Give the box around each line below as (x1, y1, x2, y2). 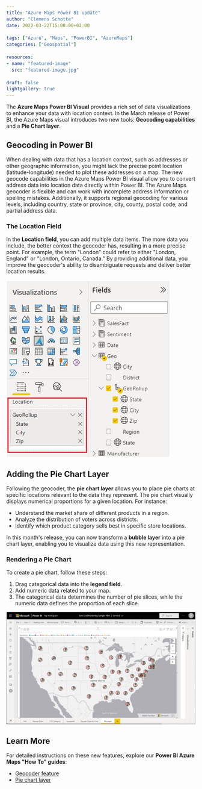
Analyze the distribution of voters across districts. (14, 516, 138, 523)
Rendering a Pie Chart (6, 555, 72, 563)
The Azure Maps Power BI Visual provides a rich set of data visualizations (6, 103, 191, 111)
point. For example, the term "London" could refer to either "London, (6, 249, 176, 256)
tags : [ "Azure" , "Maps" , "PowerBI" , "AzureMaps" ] (6, 35, 133, 42)
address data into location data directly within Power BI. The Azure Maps (6, 181, 186, 189)
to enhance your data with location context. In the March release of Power (6, 110, 190, 117)
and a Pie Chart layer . (6, 122, 61, 129)
